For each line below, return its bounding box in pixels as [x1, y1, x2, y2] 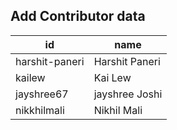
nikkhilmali [15, 103, 65, 117]
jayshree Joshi [93, 87, 163, 101]
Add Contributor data [10, 8, 146, 25]
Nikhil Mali [93, 103, 143, 117]
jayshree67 [15, 87, 69, 101]
